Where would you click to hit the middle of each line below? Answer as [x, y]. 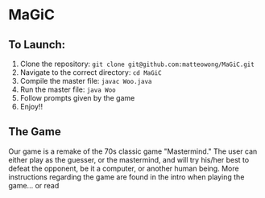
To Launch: [37, 45]
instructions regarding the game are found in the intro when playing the [126, 177]
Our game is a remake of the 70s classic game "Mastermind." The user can [133, 151]
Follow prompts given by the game [77, 98]
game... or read [34, 185]
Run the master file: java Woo [68, 89]
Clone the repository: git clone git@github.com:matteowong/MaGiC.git [137, 64]
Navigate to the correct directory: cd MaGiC [91, 72]
